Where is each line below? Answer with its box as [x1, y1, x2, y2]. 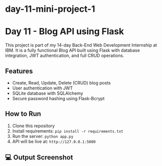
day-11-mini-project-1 [5, 3, 96, 15]
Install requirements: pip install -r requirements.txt [12, 128, 124, 134]
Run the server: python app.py [12, 133, 74, 139]
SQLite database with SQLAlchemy [12, 90, 83, 96]
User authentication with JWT [12, 85, 73, 91]
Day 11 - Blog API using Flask [5, 26, 124, 37]
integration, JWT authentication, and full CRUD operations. [5, 53, 125, 58]
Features [5, 67, 33, 75]
